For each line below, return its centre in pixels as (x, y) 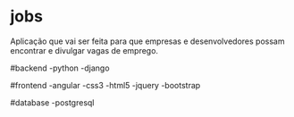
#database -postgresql (52, 102)
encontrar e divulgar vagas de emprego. (84, 50)
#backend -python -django (60, 68)
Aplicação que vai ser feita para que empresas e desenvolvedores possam (147, 41)
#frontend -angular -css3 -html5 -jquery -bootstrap (105, 85)
